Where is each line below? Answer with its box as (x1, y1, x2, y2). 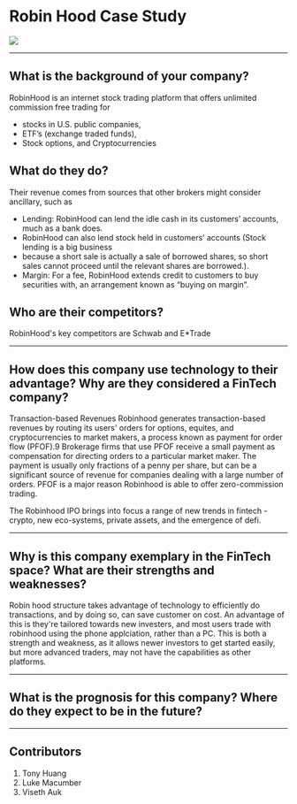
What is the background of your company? (9, 69, 249, 84)
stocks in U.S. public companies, (21, 119, 141, 129)
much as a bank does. (21, 223, 103, 234)
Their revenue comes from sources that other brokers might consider (9, 187, 262, 197)
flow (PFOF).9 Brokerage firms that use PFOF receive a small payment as (9, 441, 276, 452)
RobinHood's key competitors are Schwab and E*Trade (9, 328, 211, 339)
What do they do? (9, 164, 109, 179)
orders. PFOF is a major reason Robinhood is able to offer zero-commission (9, 479, 285, 490)
